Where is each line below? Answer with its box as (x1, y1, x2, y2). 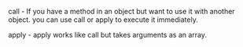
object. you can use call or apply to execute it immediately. (8, 15, 198, 24)
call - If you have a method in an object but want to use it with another (8, 7, 235, 16)
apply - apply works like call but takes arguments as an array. (8, 31, 207, 39)
